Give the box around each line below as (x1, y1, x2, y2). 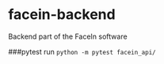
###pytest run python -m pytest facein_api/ (8, 47, 156, 56)
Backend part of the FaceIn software (8, 32, 128, 41)
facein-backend (8, 6, 116, 24)
